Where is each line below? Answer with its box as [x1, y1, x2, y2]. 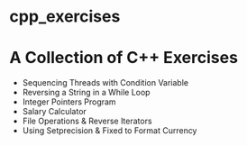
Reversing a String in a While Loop [22, 87, 151, 98]
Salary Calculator [22, 106, 87, 117]
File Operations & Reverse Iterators [22, 115, 152, 127]
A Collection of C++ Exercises [9, 48, 239, 68]
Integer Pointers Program [22, 96, 116, 107]
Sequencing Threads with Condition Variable [22, 77, 189, 88]
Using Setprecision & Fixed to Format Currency [22, 125, 197, 136]
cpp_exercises [9, 6, 121, 27]
